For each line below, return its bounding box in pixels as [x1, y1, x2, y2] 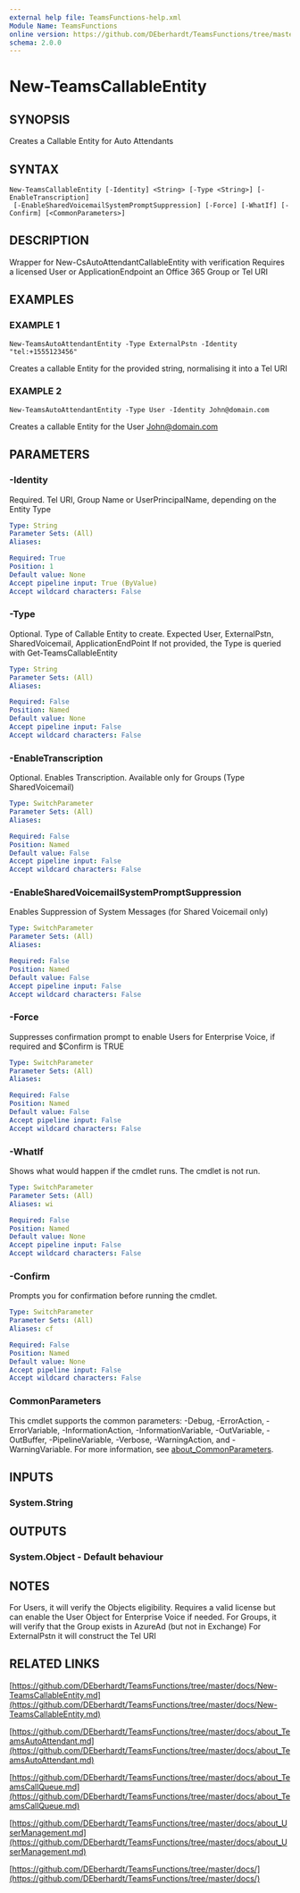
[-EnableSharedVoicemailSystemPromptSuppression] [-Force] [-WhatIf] [12, 201, 278, 210]
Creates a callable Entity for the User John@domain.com [9, 421, 219, 432]
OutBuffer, [9, 1434, 47, 1445]
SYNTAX [9, 162, 60, 177]
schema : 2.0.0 [9, 38, 62, 47]
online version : [9, 30, 70, 38]
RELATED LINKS [9, 1656, 100, 1672]
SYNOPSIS [9, 112, 71, 127]
